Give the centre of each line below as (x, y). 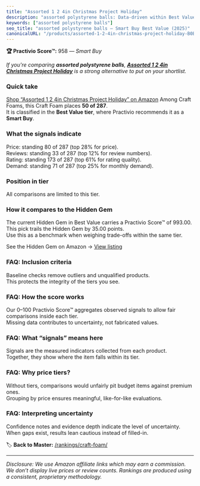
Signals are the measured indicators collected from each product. (87, 351)
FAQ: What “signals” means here (55, 338)
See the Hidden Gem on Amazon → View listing (64, 247)
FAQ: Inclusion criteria (39, 262)
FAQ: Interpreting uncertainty (50, 413)
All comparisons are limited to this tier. (53, 195)
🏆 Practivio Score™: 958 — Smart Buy (54, 51)
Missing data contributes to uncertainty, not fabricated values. (82, 322)
